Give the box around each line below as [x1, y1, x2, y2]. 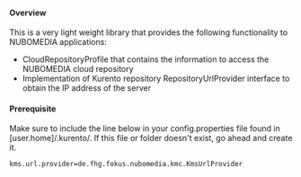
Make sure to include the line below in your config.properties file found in [9, 123, 280, 134]
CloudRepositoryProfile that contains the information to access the [22, 54, 270, 65]
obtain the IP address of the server [22, 83, 151, 93]
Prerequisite [9, 103, 57, 114]
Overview [9, 7, 47, 18]
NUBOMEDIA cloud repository [22, 64, 134, 75]
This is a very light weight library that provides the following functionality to [9, 27, 288, 38]
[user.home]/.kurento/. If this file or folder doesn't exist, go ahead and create [9, 133, 293, 144]
